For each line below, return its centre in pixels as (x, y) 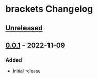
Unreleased (24, 28)
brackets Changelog (49, 9)
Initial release (27, 71)
